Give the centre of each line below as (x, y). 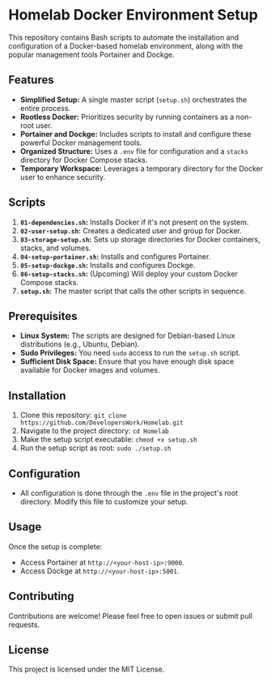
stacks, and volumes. (55, 248)
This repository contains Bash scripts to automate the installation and (124, 37)
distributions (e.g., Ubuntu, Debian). (80, 344)
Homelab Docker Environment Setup (133, 15)
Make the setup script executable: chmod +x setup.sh (108, 440)
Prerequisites (43, 316)
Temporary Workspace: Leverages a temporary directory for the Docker (142, 168)
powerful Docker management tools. (81, 143)
